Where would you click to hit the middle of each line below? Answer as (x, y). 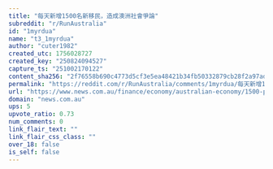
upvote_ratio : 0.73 (41, 115)
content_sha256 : (36, 76)
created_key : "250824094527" (58, 62)
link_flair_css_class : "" (52, 136)
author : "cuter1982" (43, 46)
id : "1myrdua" (32, 31)
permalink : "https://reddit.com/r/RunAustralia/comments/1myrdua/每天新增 (135, 84)
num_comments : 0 (36, 122)
